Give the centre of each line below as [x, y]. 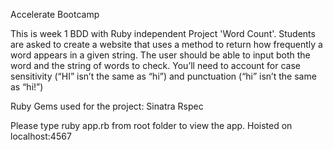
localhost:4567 [41, 136]
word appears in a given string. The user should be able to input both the [160, 55]
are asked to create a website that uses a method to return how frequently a [166, 44]
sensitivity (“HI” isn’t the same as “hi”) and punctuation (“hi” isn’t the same [163, 76]
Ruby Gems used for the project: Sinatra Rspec [107, 106]
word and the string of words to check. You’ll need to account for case [156, 65]
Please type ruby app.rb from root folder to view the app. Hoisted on [151, 125]
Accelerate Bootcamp [55, 14]
